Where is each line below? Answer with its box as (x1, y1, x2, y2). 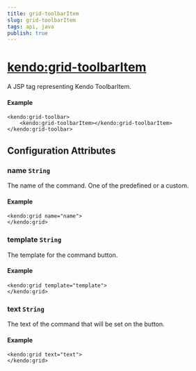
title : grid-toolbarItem (7, 10, 79, 17)
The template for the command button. (7, 251, 118, 259)
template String (7, 235, 62, 245)
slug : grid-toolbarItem (7, 17, 76, 24)
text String (7, 304, 45, 313)
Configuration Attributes (7, 145, 116, 156)
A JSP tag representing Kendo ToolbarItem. (7, 83, 132, 91)
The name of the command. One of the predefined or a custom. (7, 181, 189, 190)
